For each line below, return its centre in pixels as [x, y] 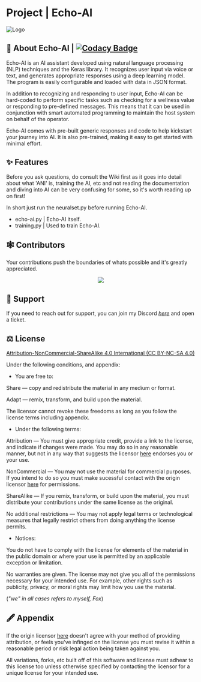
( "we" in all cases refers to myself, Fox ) [55, 599]
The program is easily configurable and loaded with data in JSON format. [97, 82]
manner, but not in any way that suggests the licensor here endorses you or [100, 453]
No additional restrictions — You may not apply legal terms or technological [100, 514]
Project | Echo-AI [49, 13]
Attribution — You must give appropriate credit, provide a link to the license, [100, 441]
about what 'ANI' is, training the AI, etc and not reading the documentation [98, 183]
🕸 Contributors [36, 245]
